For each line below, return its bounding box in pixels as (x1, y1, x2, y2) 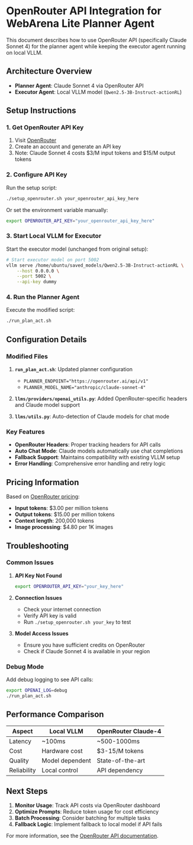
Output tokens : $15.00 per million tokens (14, 511, 115, 518)
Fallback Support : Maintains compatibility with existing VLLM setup (14, 454, 181, 461)
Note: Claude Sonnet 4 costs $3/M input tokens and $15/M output (14, 150, 176, 157)
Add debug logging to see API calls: (6, 676, 94, 683)
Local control (41, 766, 78, 774)
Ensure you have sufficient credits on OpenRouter (23, 641, 145, 648)
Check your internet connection (23, 606, 101, 613)
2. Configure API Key (6, 170, 67, 179)
